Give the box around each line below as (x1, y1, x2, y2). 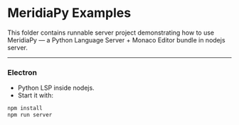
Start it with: (17, 91, 53, 100)
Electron (7, 67, 38, 77)
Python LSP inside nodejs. (17, 83, 95, 93)
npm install (7, 105, 43, 112)
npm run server (7, 112, 53, 119)
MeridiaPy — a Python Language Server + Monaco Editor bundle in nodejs (7, 35, 225, 44)
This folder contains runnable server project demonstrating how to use (7, 28, 215, 37)
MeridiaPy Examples (7, 5, 132, 21)
